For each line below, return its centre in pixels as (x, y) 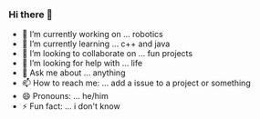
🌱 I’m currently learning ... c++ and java (96, 44)
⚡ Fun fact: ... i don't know (71, 106)
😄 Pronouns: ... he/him (65, 96)
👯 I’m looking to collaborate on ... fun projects (107, 54)
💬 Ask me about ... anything (73, 73)
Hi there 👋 (31, 15)
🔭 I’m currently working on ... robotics (92, 35)
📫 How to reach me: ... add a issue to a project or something (136, 83)
